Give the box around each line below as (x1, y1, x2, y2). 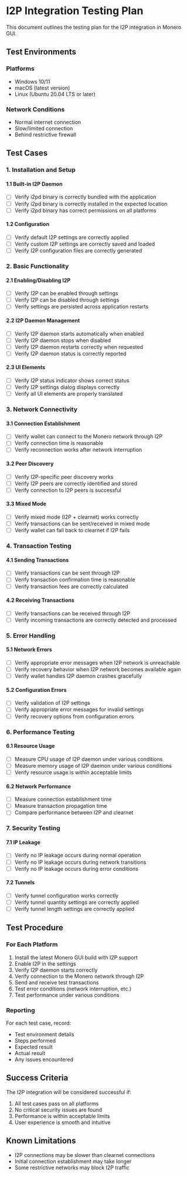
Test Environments (6, 47, 77, 57)
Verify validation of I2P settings (14, 699, 91, 707)
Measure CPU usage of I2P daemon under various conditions (14, 755, 163, 762)
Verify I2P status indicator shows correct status (14, 377, 130, 384)
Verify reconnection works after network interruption (14, 446, 142, 453)
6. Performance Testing (6, 728, 75, 736)
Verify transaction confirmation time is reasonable (14, 576, 136, 583)
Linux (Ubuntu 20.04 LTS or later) (14, 90, 96, 98)
